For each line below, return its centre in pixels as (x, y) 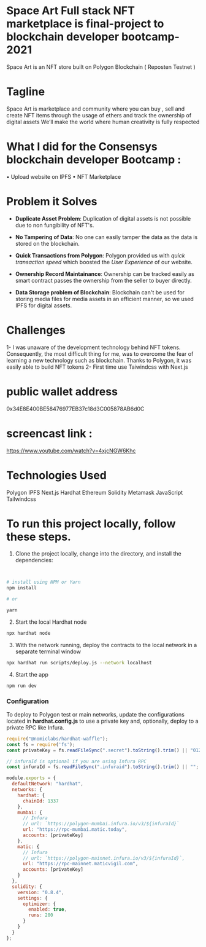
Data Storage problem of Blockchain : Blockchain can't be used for (100, 292)
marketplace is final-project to (85, 24)
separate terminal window (48, 651)
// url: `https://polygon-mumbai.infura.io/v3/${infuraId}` (101, 824)
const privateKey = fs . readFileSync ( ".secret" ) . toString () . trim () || (97, 750)
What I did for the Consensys (82, 147)
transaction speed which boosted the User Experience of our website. (104, 262)
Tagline (25, 92)
